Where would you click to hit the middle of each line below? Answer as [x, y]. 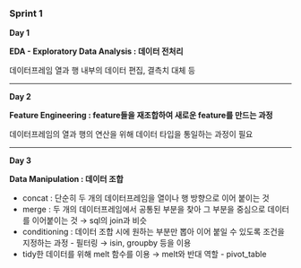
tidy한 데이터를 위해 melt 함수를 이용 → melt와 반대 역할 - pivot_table [144, 255]
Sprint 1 [26, 13]
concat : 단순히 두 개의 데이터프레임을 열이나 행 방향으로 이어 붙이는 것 [146, 198]
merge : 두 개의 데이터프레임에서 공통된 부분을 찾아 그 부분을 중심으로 [144, 210]
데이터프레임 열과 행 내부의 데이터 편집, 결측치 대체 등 [102, 71]
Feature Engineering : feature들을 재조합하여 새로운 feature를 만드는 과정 [141, 116]
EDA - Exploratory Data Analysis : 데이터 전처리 [96, 51]
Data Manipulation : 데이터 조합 [66, 179]
